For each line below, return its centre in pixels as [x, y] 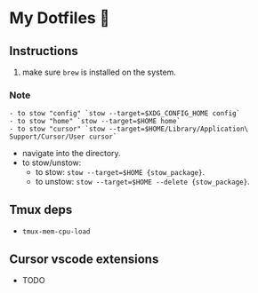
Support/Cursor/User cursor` [63, 137]
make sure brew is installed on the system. [99, 72]
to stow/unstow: [52, 162]
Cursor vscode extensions [84, 259]
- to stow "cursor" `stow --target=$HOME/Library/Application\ [129, 129]
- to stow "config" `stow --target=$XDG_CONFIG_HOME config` [125, 114]
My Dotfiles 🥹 [60, 18]
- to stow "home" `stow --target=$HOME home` [95, 122]
